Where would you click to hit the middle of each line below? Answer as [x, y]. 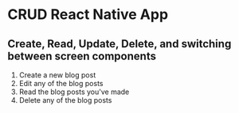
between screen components [82, 56]
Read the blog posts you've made [74, 92]
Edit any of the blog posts [61, 83]
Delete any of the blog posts [65, 100]
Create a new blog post [57, 75]
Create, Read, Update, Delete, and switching [119, 44]
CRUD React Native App [88, 15]
